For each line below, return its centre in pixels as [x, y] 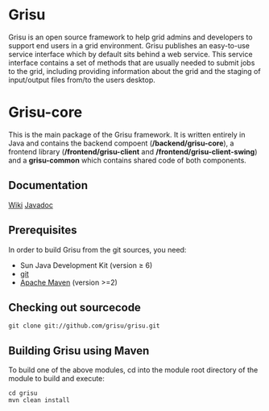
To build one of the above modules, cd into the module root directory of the [133, 370]
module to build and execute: [56, 379]
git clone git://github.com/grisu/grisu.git [84, 326]
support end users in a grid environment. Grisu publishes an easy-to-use [129, 45]
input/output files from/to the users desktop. [82, 80]
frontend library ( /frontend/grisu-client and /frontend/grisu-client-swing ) [133, 151]
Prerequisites [43, 230]
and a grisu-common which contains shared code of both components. [128, 160]
